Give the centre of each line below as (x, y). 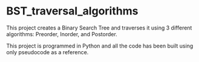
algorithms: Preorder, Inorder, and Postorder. (62, 34)
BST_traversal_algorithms (72, 11)
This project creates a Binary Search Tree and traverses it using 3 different (99, 28)
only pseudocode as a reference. (47, 52)
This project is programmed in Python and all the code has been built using (100, 46)
